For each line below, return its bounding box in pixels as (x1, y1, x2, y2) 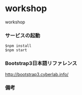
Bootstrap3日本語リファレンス (5, 60, 77, 67)
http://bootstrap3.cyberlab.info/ (5, 71, 69, 77)
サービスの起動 (5, 32, 41, 39)
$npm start (5, 48, 27, 53)
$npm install (5, 43, 32, 49)
